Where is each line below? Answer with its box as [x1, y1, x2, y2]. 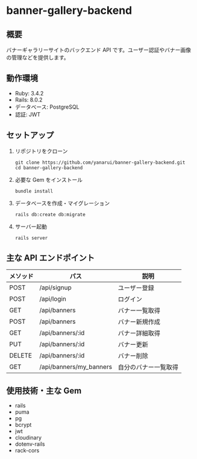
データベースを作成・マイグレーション [14, 199, 110, 207]
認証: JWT [14, 111, 41, 118]
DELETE [9, 351, 32, 360]
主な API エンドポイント [6, 253, 95, 263]
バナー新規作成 [117, 318, 161, 326]
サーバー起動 [14, 223, 47, 230]
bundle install [14, 188, 54, 194]
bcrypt [14, 421, 32, 429]
